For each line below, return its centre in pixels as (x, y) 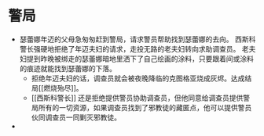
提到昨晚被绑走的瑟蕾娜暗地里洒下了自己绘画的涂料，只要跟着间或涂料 (140, 59)
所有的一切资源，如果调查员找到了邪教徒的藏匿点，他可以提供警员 (145, 107)
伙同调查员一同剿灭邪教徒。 (76, 117)
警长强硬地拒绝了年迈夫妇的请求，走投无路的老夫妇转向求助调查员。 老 (134, 48)
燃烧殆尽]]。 (63, 88)
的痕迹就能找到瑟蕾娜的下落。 (68, 68)
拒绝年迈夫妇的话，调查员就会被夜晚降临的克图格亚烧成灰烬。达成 (138, 78)
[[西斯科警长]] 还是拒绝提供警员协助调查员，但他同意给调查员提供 (137, 98)
